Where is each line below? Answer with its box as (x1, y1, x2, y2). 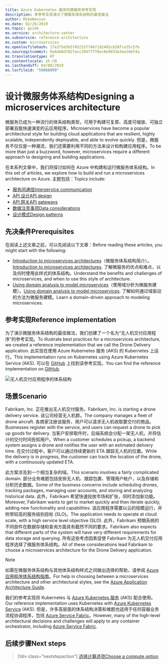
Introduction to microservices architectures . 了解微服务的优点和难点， (12, 263, 156, 270)
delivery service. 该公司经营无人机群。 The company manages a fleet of (5, 412, 152, 418)
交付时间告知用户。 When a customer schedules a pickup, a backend (13, 436, 155, 442)
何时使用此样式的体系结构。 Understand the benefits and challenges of (16, 270, 162, 276)
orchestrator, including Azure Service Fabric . (5, 623, 97, 629)
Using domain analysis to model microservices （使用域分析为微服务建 (12, 281, 157, 287)
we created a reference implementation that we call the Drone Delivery (5, 341, 151, 347)
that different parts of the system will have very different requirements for (5, 529, 156, 535)
